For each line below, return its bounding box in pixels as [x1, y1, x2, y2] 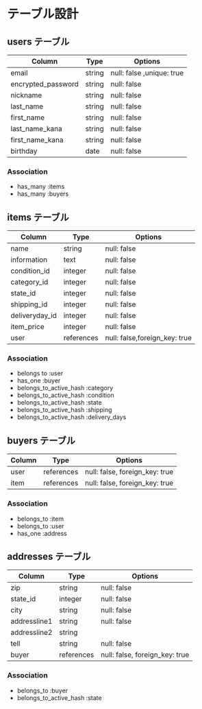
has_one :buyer [16, 376, 61, 385]
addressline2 [10, 628, 53, 638]
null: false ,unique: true [110, 68, 184, 78]
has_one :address [16, 529, 67, 537]
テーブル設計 [7, 6, 79, 22]
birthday [10, 146, 38, 155]
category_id [10, 278, 49, 287]
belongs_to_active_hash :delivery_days [16, 413, 127, 421]
